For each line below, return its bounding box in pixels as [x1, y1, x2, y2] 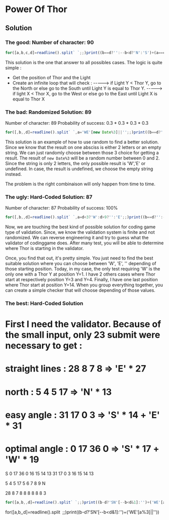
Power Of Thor [5, 4, 67, 15]
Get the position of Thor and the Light [12, 74, 91, 80]
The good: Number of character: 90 [5, 39, 94, 46]
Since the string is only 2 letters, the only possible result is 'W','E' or [5, 160, 146, 166]
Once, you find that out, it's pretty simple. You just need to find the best [5, 255, 153, 261]
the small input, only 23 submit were [5, 329, 160, 341]
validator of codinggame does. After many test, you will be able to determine [5, 240, 164, 246]
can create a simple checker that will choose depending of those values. [5, 287, 156, 293]
